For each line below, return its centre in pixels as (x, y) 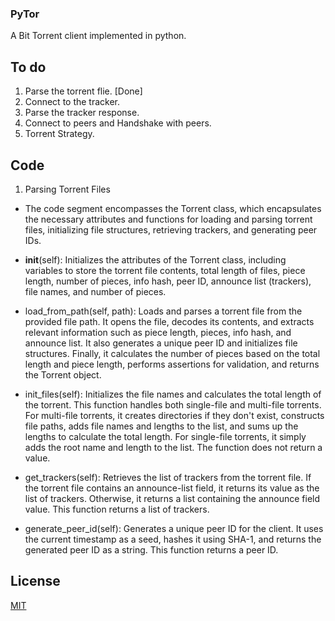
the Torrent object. (63, 374)
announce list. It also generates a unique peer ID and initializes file (161, 343)
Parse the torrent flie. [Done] (83, 91)
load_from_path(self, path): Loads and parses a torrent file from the (163, 311)
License (35, 581)
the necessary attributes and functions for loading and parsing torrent (168, 219)
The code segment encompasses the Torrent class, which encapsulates (173, 208)
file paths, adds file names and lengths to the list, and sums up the (161, 426)
